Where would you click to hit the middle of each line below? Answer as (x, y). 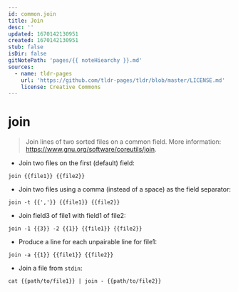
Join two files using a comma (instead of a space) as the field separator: (124, 189)
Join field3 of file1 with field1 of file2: (72, 216)
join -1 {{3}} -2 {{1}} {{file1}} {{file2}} (75, 229)
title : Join (26, 21)
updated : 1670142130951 (43, 34)
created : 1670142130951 (43, 41)
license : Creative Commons (61, 87)
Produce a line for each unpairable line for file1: (88, 242)
